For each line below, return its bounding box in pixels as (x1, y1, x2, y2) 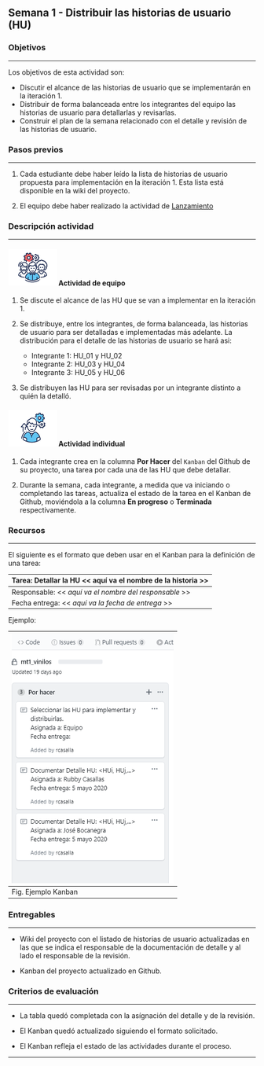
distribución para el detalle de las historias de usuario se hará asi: (19, 336, 232, 345)
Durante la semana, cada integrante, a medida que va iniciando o (19, 480, 230, 490)
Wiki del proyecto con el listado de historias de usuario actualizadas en (19, 935, 250, 944)
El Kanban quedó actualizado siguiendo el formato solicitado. (19, 1026, 218, 1036)
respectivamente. (19, 505, 77, 514)
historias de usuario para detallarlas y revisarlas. (19, 108, 177, 117)
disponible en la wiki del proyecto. (19, 186, 130, 195)
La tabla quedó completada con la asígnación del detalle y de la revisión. (19, 1011, 255, 1020)
